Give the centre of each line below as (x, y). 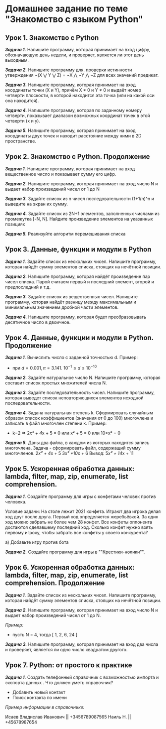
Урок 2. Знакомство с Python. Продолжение (78, 157)
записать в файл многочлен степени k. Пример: (56, 423)
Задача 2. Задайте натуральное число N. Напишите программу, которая (83, 378)
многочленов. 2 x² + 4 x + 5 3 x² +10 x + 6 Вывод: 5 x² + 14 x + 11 (69, 453)
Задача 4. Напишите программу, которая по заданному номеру (74, 110)
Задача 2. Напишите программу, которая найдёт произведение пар (78, 276)
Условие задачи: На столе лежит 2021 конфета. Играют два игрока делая (83, 511)
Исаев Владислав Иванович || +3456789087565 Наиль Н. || (68, 717)
